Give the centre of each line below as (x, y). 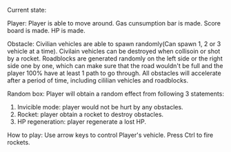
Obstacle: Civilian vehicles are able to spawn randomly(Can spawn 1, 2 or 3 (114, 44)
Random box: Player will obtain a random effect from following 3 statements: (115, 94)
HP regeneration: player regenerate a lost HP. (82, 122)
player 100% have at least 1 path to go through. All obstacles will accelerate (114, 73)
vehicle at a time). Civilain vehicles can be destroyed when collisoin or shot (114, 51)
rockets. (19, 142)
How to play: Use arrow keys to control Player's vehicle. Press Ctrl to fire (110, 135)
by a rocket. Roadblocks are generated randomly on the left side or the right (115, 58)
